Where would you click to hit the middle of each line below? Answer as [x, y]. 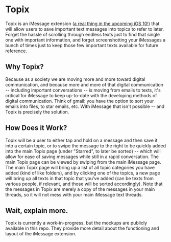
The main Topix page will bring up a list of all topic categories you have [80, 167]
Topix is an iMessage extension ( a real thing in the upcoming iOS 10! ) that [82, 24]
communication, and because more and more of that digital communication [84, 84]
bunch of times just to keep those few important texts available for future [82, 45]
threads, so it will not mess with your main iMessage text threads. [74, 194]
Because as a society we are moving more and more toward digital [75, 79]
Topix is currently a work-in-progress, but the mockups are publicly [76, 223]
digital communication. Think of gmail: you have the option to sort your [80, 101]
